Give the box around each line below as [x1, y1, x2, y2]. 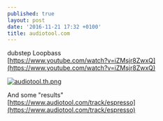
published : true [7, 10, 55, 17]
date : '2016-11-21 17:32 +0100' [7, 23, 101, 30]
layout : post [7, 17, 45, 24]
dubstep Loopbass [7, 49, 62, 57]
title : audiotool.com [7, 29, 71, 37]
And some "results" [7, 91, 64, 99]
